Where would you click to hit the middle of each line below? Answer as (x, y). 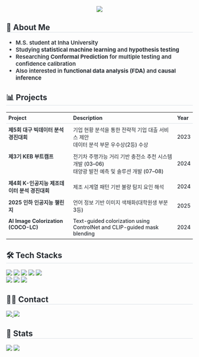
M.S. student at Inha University (57, 42)
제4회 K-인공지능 (29, 183)
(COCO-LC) (23, 227)
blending (84, 233)
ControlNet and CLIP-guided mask (116, 227)
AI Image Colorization (36, 221)
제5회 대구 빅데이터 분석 (36, 129)
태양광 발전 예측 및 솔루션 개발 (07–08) (118, 171)
